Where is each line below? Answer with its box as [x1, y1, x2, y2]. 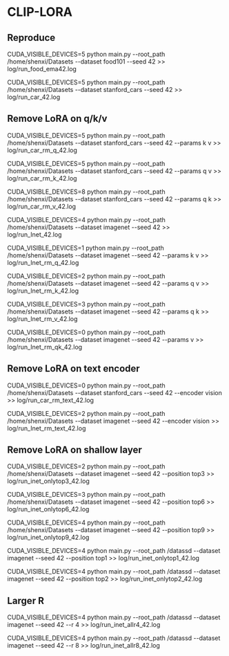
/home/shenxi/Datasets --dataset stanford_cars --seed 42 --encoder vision [7, 388, 222, 397]
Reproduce [7, 32, 56, 44]
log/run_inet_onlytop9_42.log [7, 534, 90, 542]
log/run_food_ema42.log [7, 65, 77, 73]
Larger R [7, 594, 45, 606]
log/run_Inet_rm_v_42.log [7, 314, 78, 322]
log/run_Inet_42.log [7, 230, 62, 239]
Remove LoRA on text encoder [7, 363, 140, 374]
